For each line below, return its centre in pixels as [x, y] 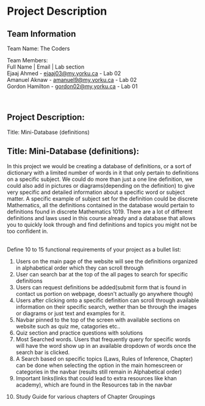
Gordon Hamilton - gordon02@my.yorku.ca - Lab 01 [72, 86]
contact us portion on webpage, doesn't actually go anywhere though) [104, 293]
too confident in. [27, 231]
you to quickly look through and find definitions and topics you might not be [102, 224]
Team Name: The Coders [38, 48]
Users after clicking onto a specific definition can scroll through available [107, 300]
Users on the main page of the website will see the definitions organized [106, 261]
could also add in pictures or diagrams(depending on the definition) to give [101, 185]
